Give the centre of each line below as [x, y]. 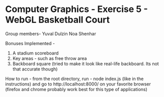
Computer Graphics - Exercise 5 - [76, 9]
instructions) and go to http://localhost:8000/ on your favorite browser [78, 84]
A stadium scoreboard [35, 53]
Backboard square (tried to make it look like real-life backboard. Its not [86, 63]
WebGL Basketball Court [58, 20]
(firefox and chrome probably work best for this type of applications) [76, 89]
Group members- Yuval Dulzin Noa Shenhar [51, 33]
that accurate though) [35, 69]
